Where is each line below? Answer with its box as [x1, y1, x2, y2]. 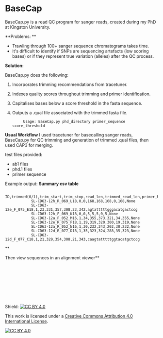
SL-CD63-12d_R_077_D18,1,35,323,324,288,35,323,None [31, 228, 140, 233]
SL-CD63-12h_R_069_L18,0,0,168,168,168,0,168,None [31, 199, 136, 203]
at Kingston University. [5, 24, 50, 30]
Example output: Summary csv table [5, 181, 79, 186]
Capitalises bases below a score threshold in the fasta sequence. [12, 100, 143, 106]
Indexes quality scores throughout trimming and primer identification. [12, 91, 151, 97]
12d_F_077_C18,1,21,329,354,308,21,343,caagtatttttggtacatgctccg [5, 237, 140, 242]
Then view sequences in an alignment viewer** [5, 254, 99, 260]
